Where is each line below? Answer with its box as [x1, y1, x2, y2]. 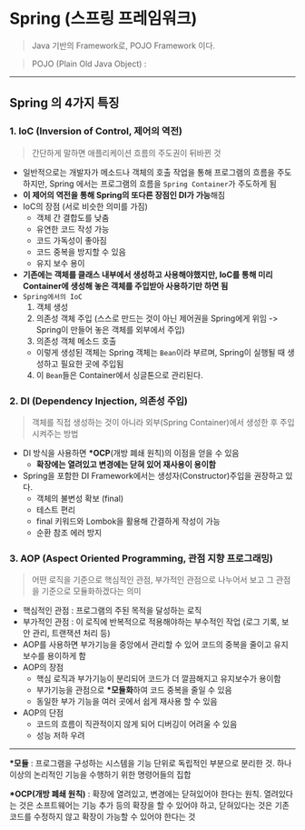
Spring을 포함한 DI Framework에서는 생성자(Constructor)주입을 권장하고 [22, 470, 284, 481]
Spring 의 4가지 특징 [9, 95, 120, 111]
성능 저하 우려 [35, 730, 85, 741]
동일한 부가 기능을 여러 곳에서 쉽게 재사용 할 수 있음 [35, 696, 218, 707]
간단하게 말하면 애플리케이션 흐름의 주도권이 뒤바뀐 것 [31, 147, 221, 158]
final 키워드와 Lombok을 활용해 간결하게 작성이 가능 [35, 515, 221, 526]
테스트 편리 [35, 504, 75, 515]
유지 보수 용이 [35, 257, 85, 268]
